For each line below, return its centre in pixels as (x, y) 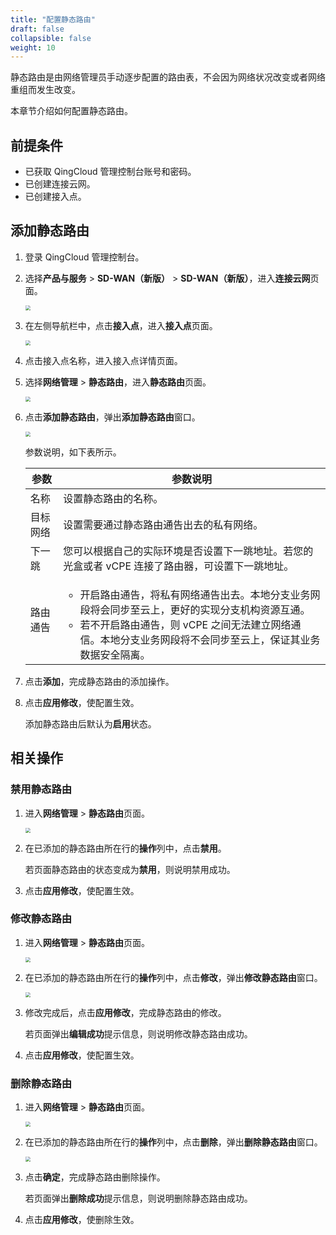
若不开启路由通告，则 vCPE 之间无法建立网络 (185, 624)
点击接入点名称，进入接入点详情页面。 (103, 360)
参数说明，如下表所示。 (73, 452)
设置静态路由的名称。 (113, 498)
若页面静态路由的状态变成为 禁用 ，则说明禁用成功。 (130, 869)
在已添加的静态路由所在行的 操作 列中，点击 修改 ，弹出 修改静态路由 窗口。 (173, 977)
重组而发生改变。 (45, 90)
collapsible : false (51, 38)
